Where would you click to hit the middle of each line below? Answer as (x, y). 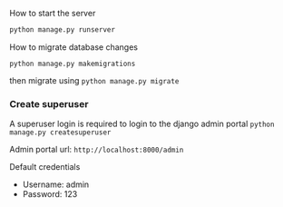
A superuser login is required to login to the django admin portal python (142, 124)
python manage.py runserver (63, 30)
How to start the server (53, 13)
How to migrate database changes (74, 47)
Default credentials (45, 167)
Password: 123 (50, 194)
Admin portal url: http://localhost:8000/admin (97, 150)
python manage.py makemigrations (73, 64)
